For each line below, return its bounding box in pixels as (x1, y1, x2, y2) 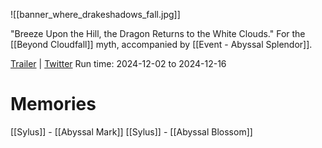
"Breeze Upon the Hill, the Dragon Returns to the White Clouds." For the (10, 28, 306, 39)
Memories (10, 93, 97, 116)
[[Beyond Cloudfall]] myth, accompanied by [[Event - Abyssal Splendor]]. (10, 39, 313, 50)
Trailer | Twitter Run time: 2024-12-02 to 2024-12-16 (10, 58, 227, 69)
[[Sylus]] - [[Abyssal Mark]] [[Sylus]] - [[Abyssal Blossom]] (10, 125, 253, 138)
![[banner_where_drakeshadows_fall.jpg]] (10, 9, 181, 20)
